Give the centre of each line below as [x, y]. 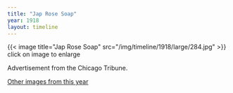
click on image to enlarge [44, 54]
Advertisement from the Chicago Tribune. [68, 68]
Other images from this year [48, 82]
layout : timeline [33, 27]
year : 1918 [23, 20]
